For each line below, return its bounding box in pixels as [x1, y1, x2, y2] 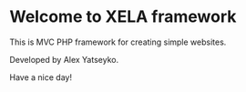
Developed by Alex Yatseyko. [9, 54, 119, 65]
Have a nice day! [9, 71, 73, 83]
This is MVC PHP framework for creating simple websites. [9, 36, 227, 47]
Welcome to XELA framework [9, 6, 237, 27]
